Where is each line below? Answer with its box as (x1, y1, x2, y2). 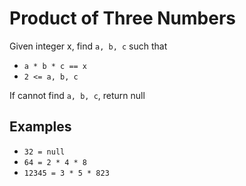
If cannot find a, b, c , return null (9, 89, 146, 101)
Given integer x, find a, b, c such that (9, 40, 168, 52)
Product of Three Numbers (9, 7, 236, 30)
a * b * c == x (23, 61, 88, 71)
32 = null (23, 147, 66, 157)
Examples (9, 118, 72, 136)
